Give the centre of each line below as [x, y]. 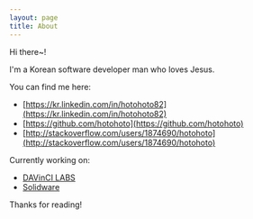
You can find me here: [50, 87]
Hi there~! [28, 51]
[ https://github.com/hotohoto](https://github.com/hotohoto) [133, 123]
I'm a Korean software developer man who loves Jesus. [112, 69]
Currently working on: [50, 160]
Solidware [41, 187]
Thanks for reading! [46, 205]
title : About [34, 26]
